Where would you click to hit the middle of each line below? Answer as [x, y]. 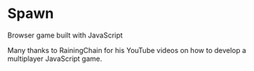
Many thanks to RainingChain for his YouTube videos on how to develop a [127, 50]
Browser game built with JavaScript [65, 35]
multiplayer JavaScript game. [55, 59]
